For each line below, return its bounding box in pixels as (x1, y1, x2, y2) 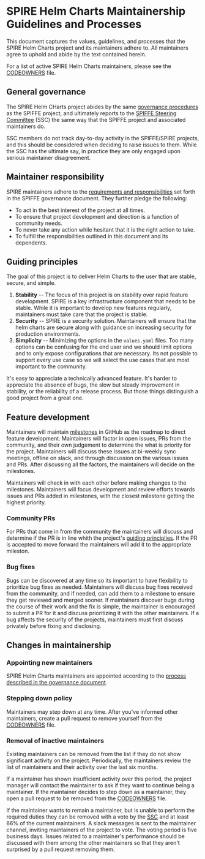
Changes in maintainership (6, 640, 111, 651)
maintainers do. (6, 123, 46, 130)
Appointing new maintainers (6, 659, 93, 667)
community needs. (15, 219, 62, 227)
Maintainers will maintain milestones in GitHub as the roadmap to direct (6, 428, 186, 436)
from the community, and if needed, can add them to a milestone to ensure (6, 589, 195, 597)
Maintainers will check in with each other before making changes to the (6, 479, 187, 486)
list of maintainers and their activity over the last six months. (6, 763, 158, 771)
